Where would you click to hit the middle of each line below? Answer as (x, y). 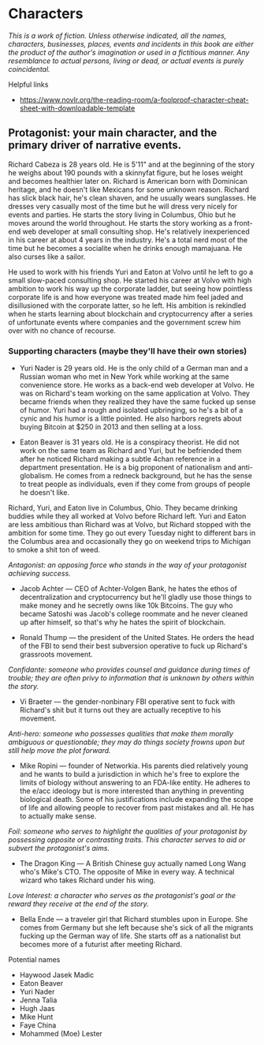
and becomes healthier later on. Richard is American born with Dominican (128, 181)
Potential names (34, 960)
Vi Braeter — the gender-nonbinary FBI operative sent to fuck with (127, 702)
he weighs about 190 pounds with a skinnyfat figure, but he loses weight (126, 172)
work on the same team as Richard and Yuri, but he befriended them (130, 451)
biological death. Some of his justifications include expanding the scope (136, 800)
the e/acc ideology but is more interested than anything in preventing (132, 791)
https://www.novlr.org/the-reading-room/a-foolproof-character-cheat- (134, 99)
